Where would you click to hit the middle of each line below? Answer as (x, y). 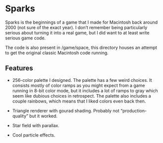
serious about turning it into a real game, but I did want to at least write (77, 33)
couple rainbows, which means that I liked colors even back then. (79, 101)
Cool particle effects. (34, 135)
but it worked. (44, 116)
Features (19, 68)
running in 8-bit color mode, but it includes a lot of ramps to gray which (85, 90)
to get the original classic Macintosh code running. (57, 53)
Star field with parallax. (36, 125)
